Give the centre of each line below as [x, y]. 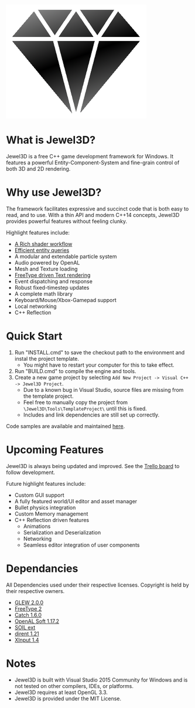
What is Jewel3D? [51, 140]
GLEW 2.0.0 [29, 602]
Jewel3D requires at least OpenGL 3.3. [61, 692]
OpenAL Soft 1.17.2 [37, 621]
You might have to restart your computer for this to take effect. [99, 365]
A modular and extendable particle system [66, 256]
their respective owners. [35, 591]
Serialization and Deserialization [62, 532]
